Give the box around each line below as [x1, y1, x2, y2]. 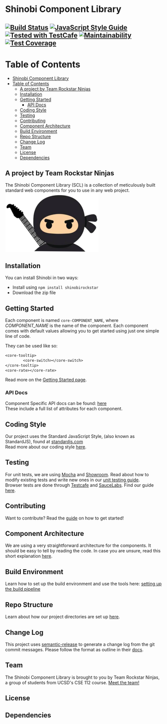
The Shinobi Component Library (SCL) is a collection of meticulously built [5, 182, 156, 188]
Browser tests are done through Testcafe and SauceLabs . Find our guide [5, 482, 154, 488]
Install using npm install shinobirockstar [12, 285, 98, 291]
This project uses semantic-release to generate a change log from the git [5, 641, 155, 647]
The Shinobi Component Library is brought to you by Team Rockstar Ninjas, [5, 674, 160, 680]
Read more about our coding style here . [5, 444, 87, 450]
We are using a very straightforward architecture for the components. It [5, 542, 152, 548]
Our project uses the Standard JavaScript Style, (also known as [5, 433, 135, 439]
